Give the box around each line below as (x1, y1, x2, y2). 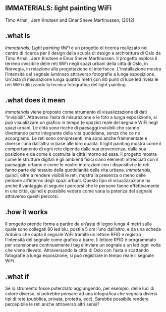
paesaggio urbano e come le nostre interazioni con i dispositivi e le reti (5, 162, 150, 168)
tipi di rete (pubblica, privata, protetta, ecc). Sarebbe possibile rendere (5, 296, 149, 302)
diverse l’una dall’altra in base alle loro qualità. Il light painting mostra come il (5, 141, 162, 147)
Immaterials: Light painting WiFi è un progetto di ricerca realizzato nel (5, 45, 148, 51)
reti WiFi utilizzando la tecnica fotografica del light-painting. (5, 81, 127, 87)
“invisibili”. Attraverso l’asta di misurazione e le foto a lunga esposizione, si (5, 114, 157, 121)
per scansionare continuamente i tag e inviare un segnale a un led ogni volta (5, 242, 161, 248)
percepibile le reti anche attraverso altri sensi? (5, 301, 100, 307)
